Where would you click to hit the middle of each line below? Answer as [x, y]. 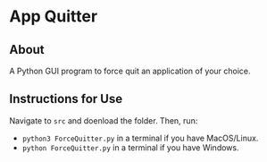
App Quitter [54, 17]
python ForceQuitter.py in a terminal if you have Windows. [130, 147]
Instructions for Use [66, 99]
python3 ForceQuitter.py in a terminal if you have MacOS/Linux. [140, 138]
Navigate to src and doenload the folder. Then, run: [104, 120]
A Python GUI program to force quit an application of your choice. [130, 71]
